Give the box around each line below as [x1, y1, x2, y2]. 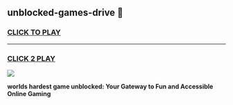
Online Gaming [7, 89, 51, 97]
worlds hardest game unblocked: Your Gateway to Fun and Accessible [7, 82, 214, 90]
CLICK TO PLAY [7, 28, 61, 37]
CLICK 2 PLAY [7, 53, 55, 63]
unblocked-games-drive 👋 [7, 7, 123, 19]
